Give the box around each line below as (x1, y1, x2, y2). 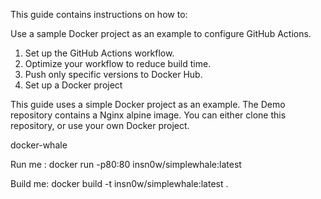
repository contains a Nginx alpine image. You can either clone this (10, 109, 287, 121)
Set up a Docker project (24, 79, 123, 91)
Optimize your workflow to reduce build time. (24, 58, 212, 69)
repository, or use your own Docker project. (10, 120, 190, 131)
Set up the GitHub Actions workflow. (24, 47, 175, 59)
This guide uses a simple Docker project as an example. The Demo (10, 99, 286, 110)
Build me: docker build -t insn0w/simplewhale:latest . (10, 178, 229, 189)
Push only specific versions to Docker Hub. (24, 69, 203, 80)
